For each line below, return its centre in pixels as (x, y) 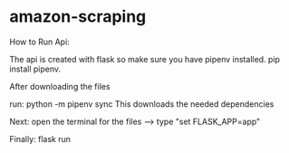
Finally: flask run (40, 139)
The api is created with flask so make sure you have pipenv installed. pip (145, 59)
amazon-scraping (78, 17)
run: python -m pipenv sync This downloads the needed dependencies (142, 104)
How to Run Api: (39, 42)
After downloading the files (60, 86)
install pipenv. (35, 69)
